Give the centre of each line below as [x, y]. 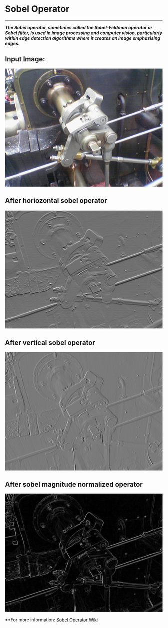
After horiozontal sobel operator [56, 201]
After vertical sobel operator [50, 343]
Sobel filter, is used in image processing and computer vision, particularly [84, 33]
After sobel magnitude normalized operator [74, 484]
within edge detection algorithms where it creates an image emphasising [83, 38]
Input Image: [25, 59]
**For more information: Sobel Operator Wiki [52, 620]
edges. [12, 43]
